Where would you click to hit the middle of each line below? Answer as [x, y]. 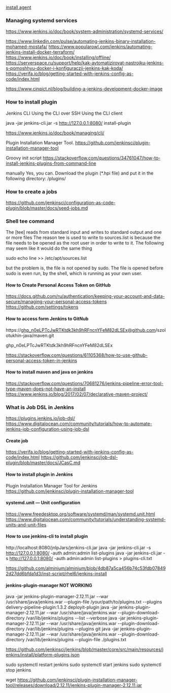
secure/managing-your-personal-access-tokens [56, 302]
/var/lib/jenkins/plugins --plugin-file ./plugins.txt [76, 640]
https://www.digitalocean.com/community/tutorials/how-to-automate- [79, 424]
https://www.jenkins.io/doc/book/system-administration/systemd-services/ [85, 31]
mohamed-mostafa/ [27, 47]
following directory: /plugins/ [36, 178]
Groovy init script [24, 158]
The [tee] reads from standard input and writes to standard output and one [84, 232]
